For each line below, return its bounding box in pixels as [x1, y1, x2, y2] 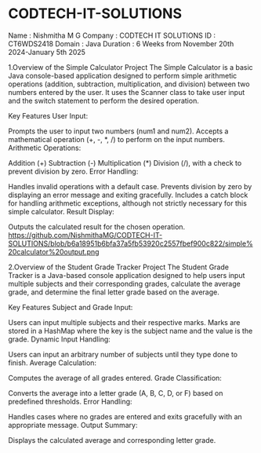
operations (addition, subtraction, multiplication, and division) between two [8, 79, 250, 89]
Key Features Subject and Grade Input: [8, 302, 133, 312]
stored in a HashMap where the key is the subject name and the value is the [8, 326, 253, 335]
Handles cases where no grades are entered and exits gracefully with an [8, 411, 243, 421]
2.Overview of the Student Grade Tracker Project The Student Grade [8, 262, 230, 272]
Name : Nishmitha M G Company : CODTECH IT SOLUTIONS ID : [8, 31, 216, 40]
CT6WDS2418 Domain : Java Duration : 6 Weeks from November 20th [8, 38, 234, 48]
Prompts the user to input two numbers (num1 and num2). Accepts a [8, 126, 229, 136]
